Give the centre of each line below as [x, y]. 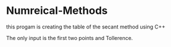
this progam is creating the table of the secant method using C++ [86, 27]
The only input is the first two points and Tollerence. [70, 38]
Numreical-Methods [57, 11]
